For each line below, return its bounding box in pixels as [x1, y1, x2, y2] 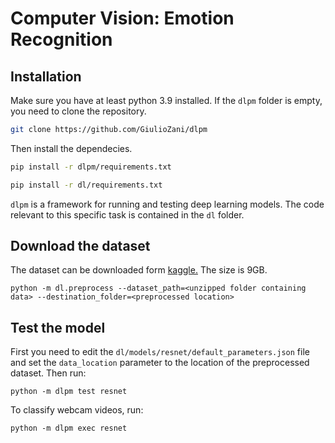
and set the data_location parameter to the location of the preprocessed [10, 357, 310, 369]
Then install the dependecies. [10, 142, 133, 154]
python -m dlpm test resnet [10, 387, 128, 397]
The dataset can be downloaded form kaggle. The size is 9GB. [10, 264, 268, 276]
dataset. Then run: [10, 367, 87, 379]
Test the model [10, 319, 106, 336]
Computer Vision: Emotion [10, 7, 235, 30]
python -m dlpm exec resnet [10, 423, 128, 434]
